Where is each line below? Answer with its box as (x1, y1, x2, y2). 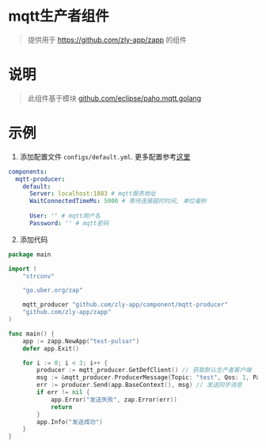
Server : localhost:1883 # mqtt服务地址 (28, 190, 157, 198)
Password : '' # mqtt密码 (28, 219, 109, 227)
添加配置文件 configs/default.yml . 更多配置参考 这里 (19, 151, 191, 161)
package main (8, 251, 51, 258)
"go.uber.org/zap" (22, 286, 83, 294)
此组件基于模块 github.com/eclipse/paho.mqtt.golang (27, 93, 202, 103)
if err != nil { (36, 389, 90, 396)
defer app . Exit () (22, 344, 80, 353)
